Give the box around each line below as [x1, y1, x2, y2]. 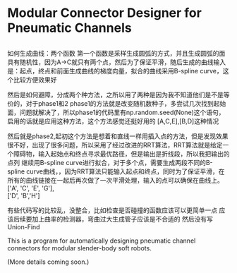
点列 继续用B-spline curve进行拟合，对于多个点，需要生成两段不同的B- [7, 158, 213, 166]
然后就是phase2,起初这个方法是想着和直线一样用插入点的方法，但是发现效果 [7, 132, 229, 140]
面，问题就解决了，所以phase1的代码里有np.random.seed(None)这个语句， [7, 108, 225, 116]
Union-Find [7, 222, 40, 231]
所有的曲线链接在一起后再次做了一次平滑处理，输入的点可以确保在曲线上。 [7, 176, 224, 184]
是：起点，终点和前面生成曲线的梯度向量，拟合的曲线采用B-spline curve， [7, 66, 224, 75]
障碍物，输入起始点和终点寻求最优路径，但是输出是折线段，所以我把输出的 [13, 150, 230, 158]
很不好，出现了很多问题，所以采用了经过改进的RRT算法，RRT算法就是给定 [7, 140, 224, 149]
